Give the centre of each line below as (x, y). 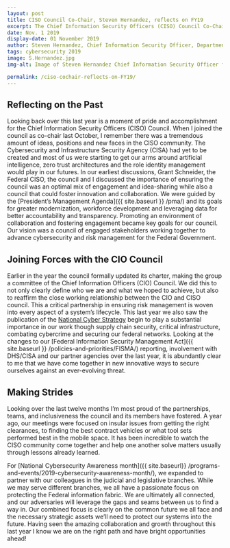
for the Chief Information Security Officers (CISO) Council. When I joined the (115, 128)
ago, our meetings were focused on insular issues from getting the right (108, 423)
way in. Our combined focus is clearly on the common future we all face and (115, 509)
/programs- (204, 465)
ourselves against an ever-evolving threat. (66, 370)
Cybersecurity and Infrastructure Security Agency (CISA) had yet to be (107, 150)
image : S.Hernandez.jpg (41, 58)
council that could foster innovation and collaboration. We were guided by (111, 194)
